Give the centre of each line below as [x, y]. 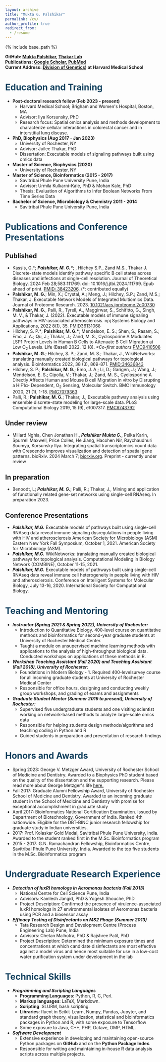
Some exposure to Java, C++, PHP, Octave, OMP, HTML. [78, 1027]
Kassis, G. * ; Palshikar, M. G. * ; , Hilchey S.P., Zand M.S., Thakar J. [80, 268]
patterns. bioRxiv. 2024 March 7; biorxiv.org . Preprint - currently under [84, 456]
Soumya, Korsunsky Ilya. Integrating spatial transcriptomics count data [84, 446]
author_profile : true [28, 24]
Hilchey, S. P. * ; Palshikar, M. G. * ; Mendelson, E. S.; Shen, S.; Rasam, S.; [86, 331]
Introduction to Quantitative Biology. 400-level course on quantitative [90, 630]
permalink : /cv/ [22, 19]
